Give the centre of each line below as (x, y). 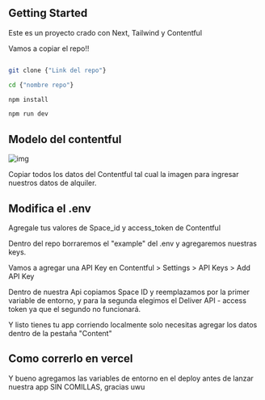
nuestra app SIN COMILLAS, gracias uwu (77, 386)
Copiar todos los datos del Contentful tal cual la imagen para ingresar (124, 175)
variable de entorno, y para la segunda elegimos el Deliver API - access (127, 300)
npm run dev (28, 114)
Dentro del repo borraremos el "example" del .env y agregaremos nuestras (132, 243)
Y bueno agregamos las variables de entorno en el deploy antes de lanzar (131, 378)
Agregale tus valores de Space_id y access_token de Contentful (114, 227)
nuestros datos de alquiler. (53, 183)
